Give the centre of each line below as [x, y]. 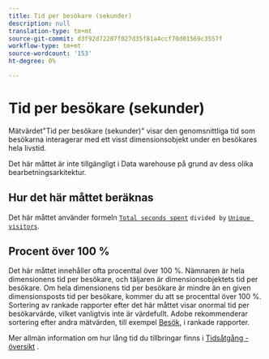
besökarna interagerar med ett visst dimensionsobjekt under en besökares [133, 139]
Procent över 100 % [59, 252]
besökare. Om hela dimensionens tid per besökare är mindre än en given [130, 288]
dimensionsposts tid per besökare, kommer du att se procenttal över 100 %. [135, 297]
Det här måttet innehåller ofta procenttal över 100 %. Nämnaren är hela [126, 271]
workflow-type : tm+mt [45, 46]
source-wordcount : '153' [50, 53]
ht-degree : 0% [32, 62]
